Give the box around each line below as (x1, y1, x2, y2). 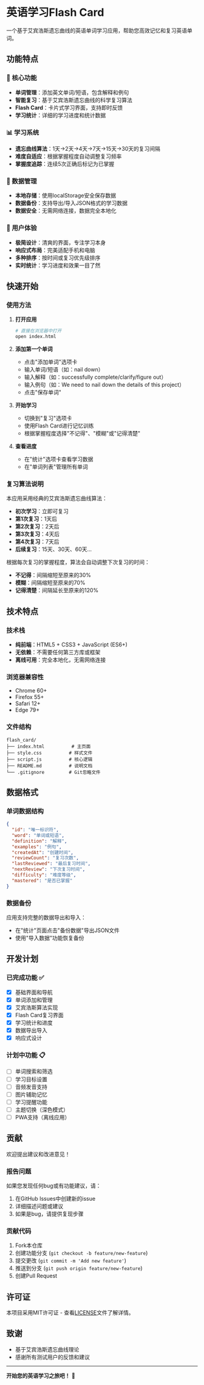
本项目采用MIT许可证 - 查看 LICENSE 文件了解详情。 (6, 1309, 135, 1316)
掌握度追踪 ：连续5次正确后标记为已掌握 (15, 160, 115, 167)
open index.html (15, 334, 56, 340)
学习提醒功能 (15, 1098, 47, 1105)
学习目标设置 (15, 1076, 47, 1083)
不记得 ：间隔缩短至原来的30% (15, 572, 92, 579)
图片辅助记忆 (15, 1091, 47, 1098)
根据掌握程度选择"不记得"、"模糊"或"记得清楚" (24, 429, 141, 437)
